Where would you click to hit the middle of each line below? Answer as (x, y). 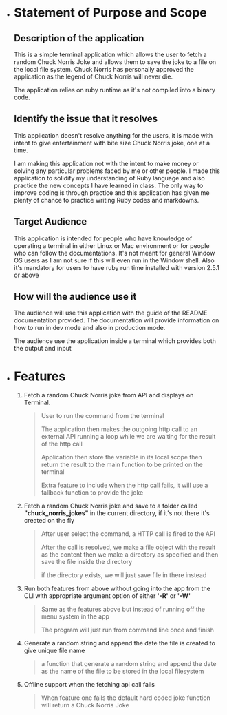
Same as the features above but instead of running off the (123, 609)
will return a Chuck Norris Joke (85, 705)
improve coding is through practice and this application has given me (111, 193)
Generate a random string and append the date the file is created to (119, 643)
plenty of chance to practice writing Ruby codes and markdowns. (106, 200)
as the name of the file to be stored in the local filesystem (122, 671)
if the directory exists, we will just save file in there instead (124, 575)
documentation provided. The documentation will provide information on (116, 320)
